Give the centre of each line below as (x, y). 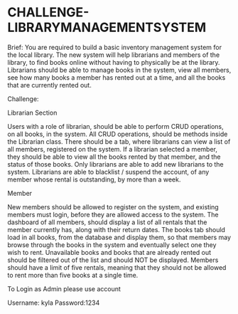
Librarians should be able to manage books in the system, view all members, (119, 70)
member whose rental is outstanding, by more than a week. (94, 179)
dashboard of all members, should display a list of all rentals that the (107, 222)
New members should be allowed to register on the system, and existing (113, 206)
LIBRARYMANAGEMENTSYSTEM (107, 27)
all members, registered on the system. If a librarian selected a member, (113, 149)
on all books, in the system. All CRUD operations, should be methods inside (118, 134)
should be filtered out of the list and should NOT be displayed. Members (113, 260)
